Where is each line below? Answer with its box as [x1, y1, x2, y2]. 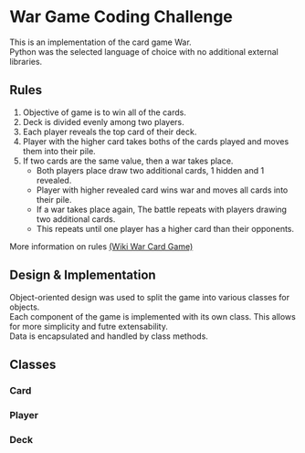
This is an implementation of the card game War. [9, 37, 192, 47]
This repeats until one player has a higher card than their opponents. [36, 223, 295, 234]
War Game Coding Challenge [9, 6, 233, 27]
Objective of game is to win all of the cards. [22, 107, 187, 118]
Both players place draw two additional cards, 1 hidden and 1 [36, 164, 265, 175]
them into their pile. [22, 145, 96, 156]
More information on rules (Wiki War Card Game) [9, 240, 194, 252]
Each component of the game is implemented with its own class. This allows [9, 311, 297, 321]
